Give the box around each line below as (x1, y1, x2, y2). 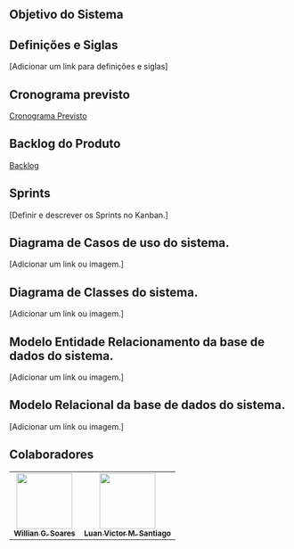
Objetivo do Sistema (9, 7, 124, 22)
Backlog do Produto (9, 136, 121, 152)
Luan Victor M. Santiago (84, 528, 172, 538)
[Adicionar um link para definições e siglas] (9, 61, 168, 72)
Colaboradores (9, 447, 94, 463)
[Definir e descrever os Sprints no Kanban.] (9, 209, 169, 220)
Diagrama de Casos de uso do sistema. (9, 235, 230, 250)
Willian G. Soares (13, 528, 76, 538)
